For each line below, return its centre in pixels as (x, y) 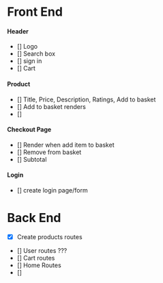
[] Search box (36, 54)
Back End (34, 218)
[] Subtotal (32, 159)
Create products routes (50, 236)
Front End (35, 12)
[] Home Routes (39, 265)
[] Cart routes (36, 258)
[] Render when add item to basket (65, 145)
